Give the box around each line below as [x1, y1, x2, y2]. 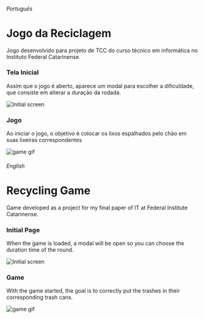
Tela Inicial [6, 68, 39, 77]
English [6, 162, 25, 170]
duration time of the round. [6, 246, 74, 253]
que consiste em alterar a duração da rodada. [6, 89, 121, 96]
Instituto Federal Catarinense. [6, 53, 81, 61]
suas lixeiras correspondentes [6, 137, 82, 144]
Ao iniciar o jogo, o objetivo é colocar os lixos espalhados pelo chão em [6, 130, 187, 137]
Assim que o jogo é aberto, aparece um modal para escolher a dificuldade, [6, 82, 194, 89]
